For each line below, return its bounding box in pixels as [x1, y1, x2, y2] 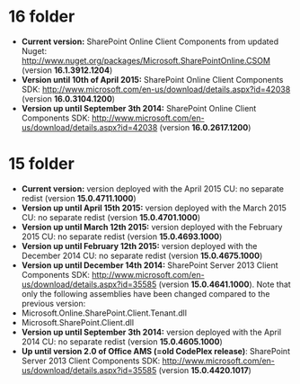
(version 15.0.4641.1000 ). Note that [158, 279, 291, 290]
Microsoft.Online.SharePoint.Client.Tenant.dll [21, 308, 188, 318]
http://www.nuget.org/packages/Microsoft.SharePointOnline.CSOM [21, 55, 271, 66]
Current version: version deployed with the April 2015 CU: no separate [21, 183, 285, 194]
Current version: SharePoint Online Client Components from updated [21, 36, 279, 47]
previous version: [21, 298, 86, 308]
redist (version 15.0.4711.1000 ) [21, 192, 137, 203]
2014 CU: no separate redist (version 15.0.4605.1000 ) [21, 335, 224, 347]
